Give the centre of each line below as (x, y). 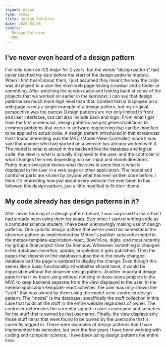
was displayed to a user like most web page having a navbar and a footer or (83, 86)
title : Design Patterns (30, 19)
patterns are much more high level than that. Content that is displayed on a (81, 101)
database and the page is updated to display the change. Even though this (81, 261)
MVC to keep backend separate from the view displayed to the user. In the (81, 282)
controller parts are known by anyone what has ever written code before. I (81, 175)
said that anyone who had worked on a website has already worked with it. (81, 143)
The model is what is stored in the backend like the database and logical (79, 149)
